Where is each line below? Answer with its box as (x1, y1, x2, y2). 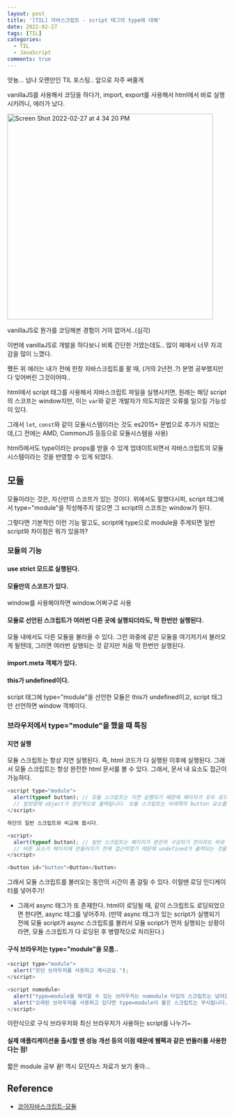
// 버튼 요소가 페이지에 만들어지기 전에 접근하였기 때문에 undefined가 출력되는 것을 (13, 845, 227, 852)
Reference (7, 1083, 54, 1095)
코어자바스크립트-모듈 (17, 1102, 77, 1110)
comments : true (7, 56, 52, 63)
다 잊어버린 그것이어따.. (7, 373, 71, 381)
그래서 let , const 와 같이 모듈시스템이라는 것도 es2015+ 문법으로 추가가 (7, 420, 202, 428)
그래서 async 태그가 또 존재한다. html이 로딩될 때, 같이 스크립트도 (17, 901, 196, 910)
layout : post (7, 10, 45, 17)
